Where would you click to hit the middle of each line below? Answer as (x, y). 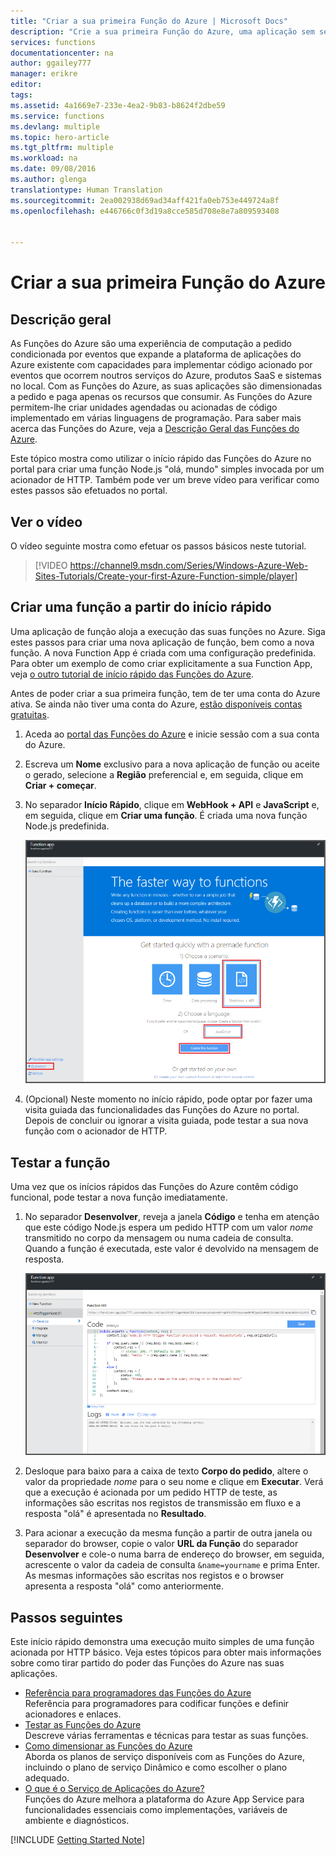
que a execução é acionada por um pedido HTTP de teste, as (151, 1492)
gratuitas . (30, 714)
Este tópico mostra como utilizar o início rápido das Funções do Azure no (161, 459)
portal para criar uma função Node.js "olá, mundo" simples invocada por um (167, 469)
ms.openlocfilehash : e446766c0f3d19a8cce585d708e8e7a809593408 (145, 211)
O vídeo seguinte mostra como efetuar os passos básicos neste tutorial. (158, 546)
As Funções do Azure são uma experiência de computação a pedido (151, 344)
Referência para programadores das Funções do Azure (138, 1693)
